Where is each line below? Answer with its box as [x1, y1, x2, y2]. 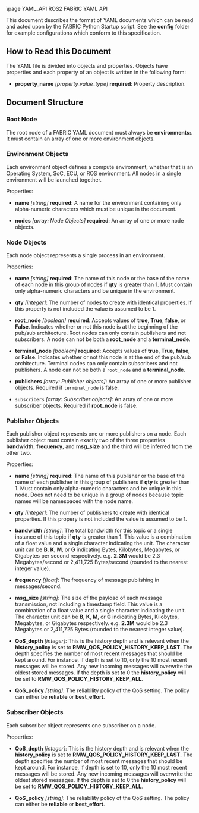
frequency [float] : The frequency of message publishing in [14, 577, 160, 584]
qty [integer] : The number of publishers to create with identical [14, 509, 169, 517]
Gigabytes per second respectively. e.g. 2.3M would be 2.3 [14, 552, 160, 559]
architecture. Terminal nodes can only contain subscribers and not [14, 360, 178, 367]
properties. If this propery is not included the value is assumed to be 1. [14, 515, 187, 523]
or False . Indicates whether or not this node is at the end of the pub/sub [14, 354, 191, 361]
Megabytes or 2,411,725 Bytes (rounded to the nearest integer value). [14, 626, 185, 633]
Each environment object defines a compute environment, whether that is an [6, 163, 194, 170]
